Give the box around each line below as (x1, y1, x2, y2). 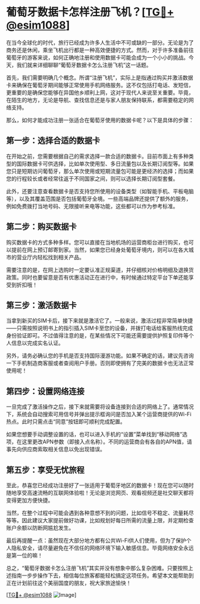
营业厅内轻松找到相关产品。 (16, 253, 85, 261)
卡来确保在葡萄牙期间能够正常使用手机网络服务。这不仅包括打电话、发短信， (6, 81, 194, 88)
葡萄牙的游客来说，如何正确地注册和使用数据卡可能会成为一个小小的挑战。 (6, 54, 189, 61)
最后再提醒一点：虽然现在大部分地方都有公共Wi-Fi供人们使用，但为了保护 (6, 537, 186, 544)
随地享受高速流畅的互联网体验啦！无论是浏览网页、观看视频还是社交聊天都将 (6, 490, 194, 496)
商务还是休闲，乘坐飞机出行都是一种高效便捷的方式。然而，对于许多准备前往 (6, 46, 194, 54)
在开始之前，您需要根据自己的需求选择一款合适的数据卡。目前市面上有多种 (6, 153, 189, 160)
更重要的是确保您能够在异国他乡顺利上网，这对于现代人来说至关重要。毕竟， (6, 89, 194, 96)
